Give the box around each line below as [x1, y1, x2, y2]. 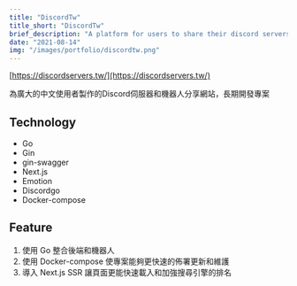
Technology [9, 114, 77, 129]
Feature [9, 220, 53, 236]
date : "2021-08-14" [9, 37, 81, 47]
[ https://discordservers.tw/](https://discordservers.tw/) [9, 70, 210, 81]
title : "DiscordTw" [9, 12, 81, 22]
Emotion [21, 175, 53, 186]
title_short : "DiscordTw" [9, 21, 104, 30]
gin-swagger [21, 157, 69, 167]
